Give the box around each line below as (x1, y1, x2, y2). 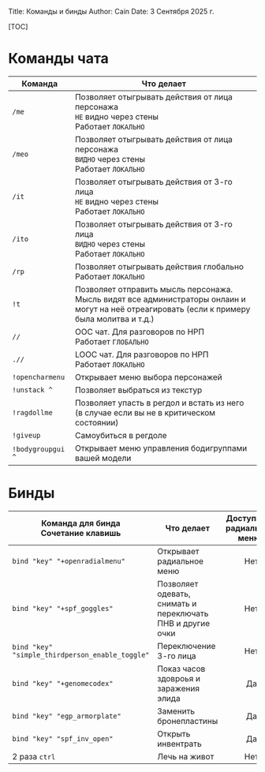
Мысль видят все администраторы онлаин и (74, 294, 246, 305)
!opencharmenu (12, 373, 65, 381)
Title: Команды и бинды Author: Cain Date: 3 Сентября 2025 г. (8, 7, 215, 16)
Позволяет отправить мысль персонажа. (74, 283, 233, 294)
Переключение (157, 640, 216, 651)
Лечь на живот (157, 751, 215, 762)
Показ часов (157, 663, 206, 674)
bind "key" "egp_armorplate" (12, 711, 121, 721)
